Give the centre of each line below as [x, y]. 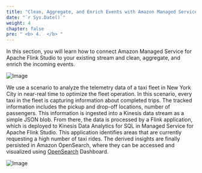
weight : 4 [19, 23]
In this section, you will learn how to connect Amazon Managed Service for [99, 51]
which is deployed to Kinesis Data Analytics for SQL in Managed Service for [100, 126]
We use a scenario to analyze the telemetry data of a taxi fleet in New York [99, 87]
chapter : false [25, 29]
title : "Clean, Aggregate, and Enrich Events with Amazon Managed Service [102, 12]
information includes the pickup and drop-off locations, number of [88, 107]
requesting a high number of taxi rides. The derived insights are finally [93, 139]
